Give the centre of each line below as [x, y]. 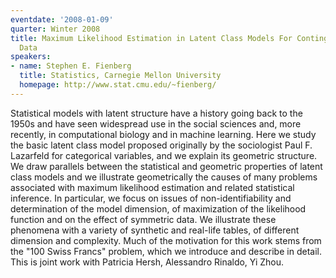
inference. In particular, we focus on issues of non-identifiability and [151, 198]
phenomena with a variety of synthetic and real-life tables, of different [155, 230]
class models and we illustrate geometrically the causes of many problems [164, 177]
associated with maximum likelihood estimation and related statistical [152, 187]
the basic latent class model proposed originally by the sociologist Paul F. [161, 145]
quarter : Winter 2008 [55, 29]
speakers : [31, 57]
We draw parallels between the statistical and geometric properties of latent [166, 166]
